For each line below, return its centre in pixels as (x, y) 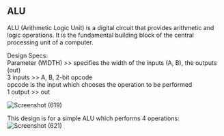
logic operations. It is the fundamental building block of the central (101, 35)
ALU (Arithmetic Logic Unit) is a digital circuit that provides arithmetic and (111, 27)
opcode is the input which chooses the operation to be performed (100, 84)
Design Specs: (27, 55)
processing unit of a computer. (50, 42)
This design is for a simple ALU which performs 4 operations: (93, 118)
